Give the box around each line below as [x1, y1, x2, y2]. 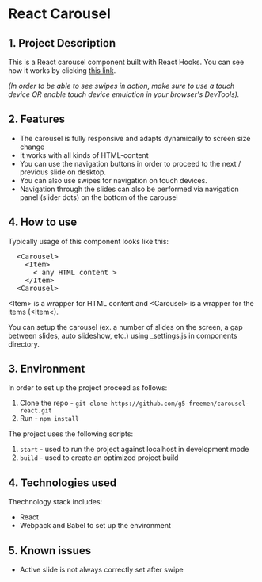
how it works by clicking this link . [8, 66, 116, 75]
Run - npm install [19, 414, 79, 423]
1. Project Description [8, 36, 116, 50]
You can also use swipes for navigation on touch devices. [19, 175, 207, 185]
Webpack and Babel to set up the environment [19, 521, 172, 530]
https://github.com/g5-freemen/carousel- [110, 400, 249, 408]
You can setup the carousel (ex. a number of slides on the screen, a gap [8, 322, 243, 331]
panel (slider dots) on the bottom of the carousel [19, 192, 178, 202]
